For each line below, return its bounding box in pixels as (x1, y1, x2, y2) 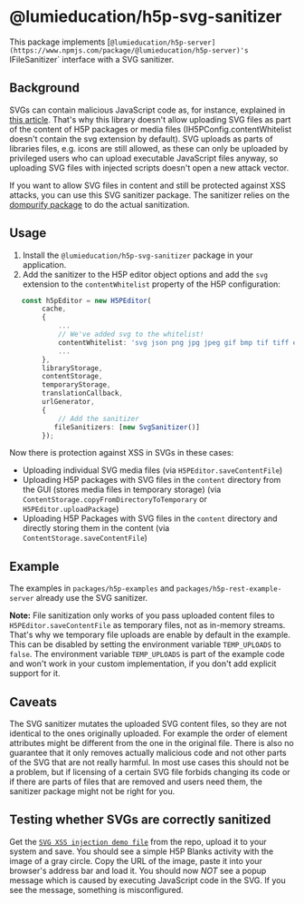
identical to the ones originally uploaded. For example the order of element (9, 728, 288, 739)
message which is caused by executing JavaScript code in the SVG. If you (9, 874, 287, 886)
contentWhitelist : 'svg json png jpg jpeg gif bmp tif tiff (57, 338, 290, 347)
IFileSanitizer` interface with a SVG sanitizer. (9, 54, 175, 64)
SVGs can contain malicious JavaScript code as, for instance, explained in (9, 104, 286, 115)
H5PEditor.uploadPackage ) (22, 504, 119, 515)
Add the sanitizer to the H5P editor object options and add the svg (22, 269, 269, 280)
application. (22, 259, 67, 270)
